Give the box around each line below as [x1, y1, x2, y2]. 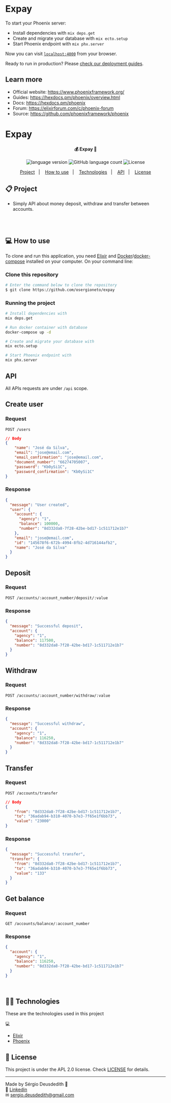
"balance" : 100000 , [18, 521, 60, 526]
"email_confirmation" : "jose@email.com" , [14, 455, 103, 460]
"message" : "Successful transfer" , [10, 852, 85, 857]
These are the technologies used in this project [5, 1011, 104, 1017]
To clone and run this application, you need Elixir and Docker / [5, 253, 134, 259]
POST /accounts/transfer [5, 791, 58, 796]
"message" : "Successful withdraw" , [10, 721, 85, 726]
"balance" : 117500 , [14, 638, 56, 643]
